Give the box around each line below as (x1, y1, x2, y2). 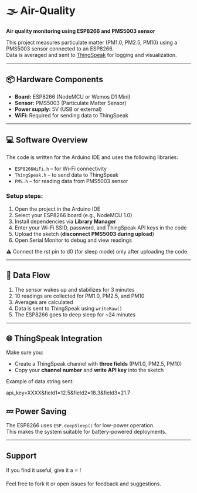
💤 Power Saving (6, 406, 67, 416)
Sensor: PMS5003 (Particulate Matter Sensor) (14, 99, 127, 106)
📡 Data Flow (6, 271, 50, 281)
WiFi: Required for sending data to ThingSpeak (14, 112, 129, 119)
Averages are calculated (14, 298, 73, 305)
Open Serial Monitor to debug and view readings (14, 237, 132, 244)
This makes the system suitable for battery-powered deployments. (6, 428, 167, 435)
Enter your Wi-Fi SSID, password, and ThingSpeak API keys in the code (14, 224, 187, 231)
